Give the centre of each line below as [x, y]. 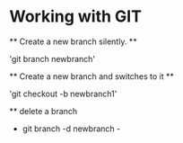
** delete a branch [44, 111]
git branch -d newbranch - [71, 129]
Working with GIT [75, 17]
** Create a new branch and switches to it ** [92, 76]
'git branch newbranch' [52, 58]
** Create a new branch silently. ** [73, 41]
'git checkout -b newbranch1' [63, 94]
